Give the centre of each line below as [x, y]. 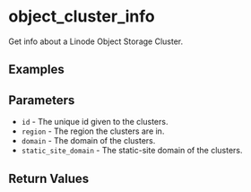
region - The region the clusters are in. [93, 131]
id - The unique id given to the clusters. [95, 122]
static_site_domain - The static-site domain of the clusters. [132, 151]
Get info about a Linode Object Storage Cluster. [96, 41]
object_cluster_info [82, 17]
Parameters [42, 100]
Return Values [49, 178]
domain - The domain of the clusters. [88, 141]
